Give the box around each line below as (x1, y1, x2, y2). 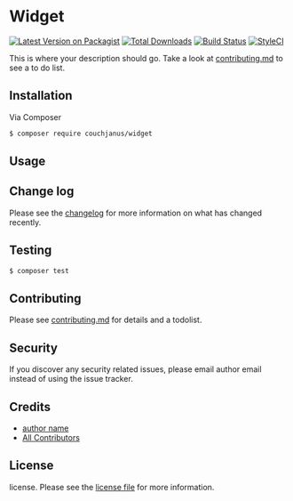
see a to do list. (9, 62, 65, 73)
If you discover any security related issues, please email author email (9, 364, 262, 375)
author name (21, 423, 69, 433)
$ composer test (9, 266, 69, 275)
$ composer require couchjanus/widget (9, 129, 153, 138)
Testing (9, 243, 52, 258)
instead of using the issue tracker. (9, 374, 133, 384)
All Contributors (21, 432, 80, 442)
